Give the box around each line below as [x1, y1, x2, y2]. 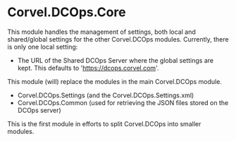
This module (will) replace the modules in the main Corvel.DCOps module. [7, 77, 222, 85]
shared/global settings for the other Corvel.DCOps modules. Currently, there [7, 35, 229, 43]
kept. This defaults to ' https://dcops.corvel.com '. [17, 63, 159, 72]
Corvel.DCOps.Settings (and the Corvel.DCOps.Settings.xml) [17, 91, 194, 99]
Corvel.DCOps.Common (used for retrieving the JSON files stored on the [17, 98, 229, 106]
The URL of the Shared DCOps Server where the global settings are [17, 56, 213, 64]
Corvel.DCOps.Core [7, 4, 126, 20]
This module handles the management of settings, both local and [7, 27, 196, 36]
